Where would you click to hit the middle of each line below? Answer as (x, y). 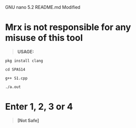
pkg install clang (24, 61)
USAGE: (26, 51)
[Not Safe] (28, 120)
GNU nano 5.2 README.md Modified (43, 7)
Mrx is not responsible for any (68, 27)
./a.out (13, 87)
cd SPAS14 (15, 69)
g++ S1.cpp (16, 78)
